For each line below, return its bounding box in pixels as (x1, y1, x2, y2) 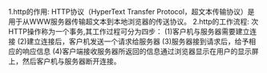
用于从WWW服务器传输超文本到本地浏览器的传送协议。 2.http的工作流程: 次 (8, 17, 259, 26)
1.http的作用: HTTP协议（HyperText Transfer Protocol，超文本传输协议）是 (8, 7, 255, 16)
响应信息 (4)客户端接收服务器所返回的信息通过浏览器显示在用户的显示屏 (22, 47, 259, 56)
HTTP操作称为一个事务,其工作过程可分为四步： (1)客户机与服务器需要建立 (8, 27, 250, 36)
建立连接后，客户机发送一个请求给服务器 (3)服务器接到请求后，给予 (26, 36, 249, 46)
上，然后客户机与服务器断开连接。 (8, 56, 121, 66)
